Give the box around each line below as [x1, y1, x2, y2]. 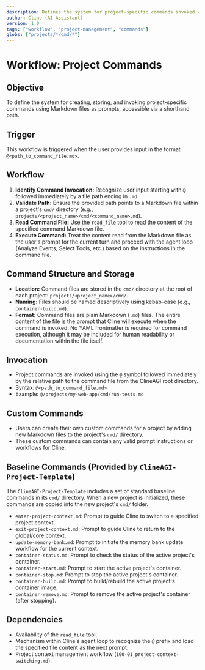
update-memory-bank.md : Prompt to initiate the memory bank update [15, 538, 184, 545]
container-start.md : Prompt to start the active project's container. [15, 564, 182, 571]
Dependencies [6, 614, 63, 625]
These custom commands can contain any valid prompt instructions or [15, 437, 193, 445]
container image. [15, 584, 58, 591]
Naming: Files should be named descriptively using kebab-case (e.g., [15, 298, 191, 305]
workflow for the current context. [15, 545, 99, 552]
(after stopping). [15, 597, 57, 604]
